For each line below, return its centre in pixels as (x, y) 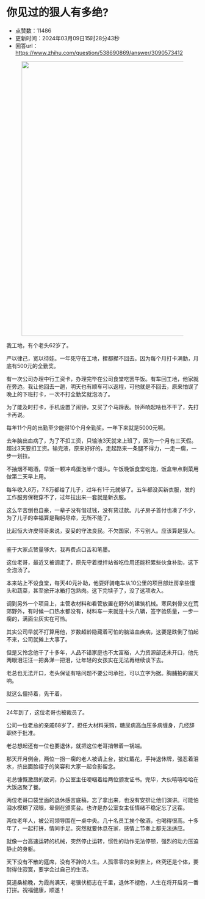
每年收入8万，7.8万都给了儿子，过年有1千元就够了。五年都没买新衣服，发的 (101, 489)
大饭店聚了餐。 (25, 787)
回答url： (27, 46)
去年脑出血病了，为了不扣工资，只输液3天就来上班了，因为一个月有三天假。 (102, 441)
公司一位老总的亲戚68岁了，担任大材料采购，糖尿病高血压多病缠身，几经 (98, 725)
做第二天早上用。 (28, 476)
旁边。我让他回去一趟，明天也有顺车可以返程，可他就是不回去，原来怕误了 (105, 386)
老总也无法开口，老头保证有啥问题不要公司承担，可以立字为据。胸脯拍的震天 (103, 673)
